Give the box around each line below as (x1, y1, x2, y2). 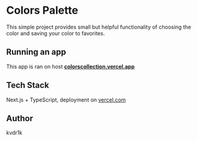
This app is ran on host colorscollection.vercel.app (6, 63, 135, 70)
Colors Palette (6, 4, 79, 17)
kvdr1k (6, 129, 23, 136)
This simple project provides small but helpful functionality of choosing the (6, 23, 191, 30)
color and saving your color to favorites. (6, 29, 105, 36)
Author (6, 113, 33, 123)
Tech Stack (6, 80, 49, 90)
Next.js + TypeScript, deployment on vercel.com (6, 96, 126, 103)
